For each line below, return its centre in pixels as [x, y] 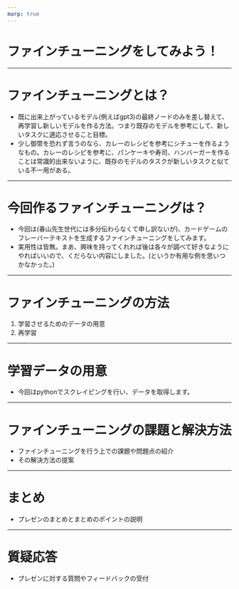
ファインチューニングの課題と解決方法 [120, 430]
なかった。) [39, 265]
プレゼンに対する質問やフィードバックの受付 [83, 578]
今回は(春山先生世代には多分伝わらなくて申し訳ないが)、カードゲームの [123, 229]
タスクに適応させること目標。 [68, 134]
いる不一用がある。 [46, 170]
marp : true [23, 14]
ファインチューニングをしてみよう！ [113, 51]
